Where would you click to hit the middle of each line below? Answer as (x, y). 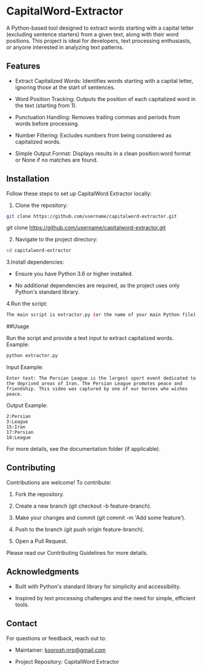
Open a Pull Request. (41, 541)
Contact (22, 624)
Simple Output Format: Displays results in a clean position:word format (103, 153)
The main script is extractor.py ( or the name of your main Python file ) (101, 315)
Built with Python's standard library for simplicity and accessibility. (98, 586)
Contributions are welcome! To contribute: (59, 482)
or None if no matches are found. (56, 160)
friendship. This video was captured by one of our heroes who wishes (97, 389)
